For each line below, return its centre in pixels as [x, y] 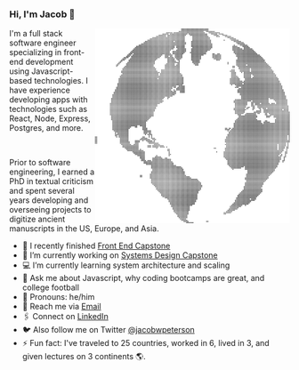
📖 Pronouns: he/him [58, 297]
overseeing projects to [50, 210]
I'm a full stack [36, 34]
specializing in [36, 52]
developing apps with [48, 100]
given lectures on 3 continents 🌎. [84, 357]
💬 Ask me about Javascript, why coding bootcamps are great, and [143, 278]
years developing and [49, 200]
